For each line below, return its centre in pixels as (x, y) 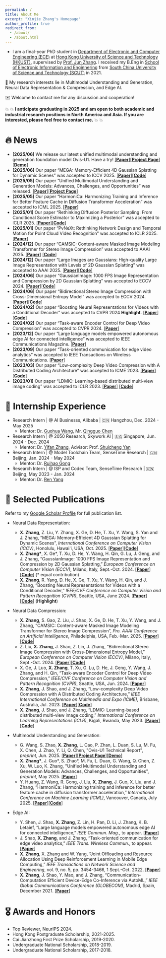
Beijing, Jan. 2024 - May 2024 (44, 458)
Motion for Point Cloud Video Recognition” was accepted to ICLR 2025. (85, 233)
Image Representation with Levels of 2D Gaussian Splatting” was (78, 265)
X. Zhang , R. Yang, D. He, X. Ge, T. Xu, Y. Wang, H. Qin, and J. (83, 580)
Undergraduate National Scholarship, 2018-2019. (62, 945)
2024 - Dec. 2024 (31, 442)
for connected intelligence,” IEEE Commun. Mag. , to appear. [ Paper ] (89, 832)
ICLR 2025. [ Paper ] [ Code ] (39, 223)
